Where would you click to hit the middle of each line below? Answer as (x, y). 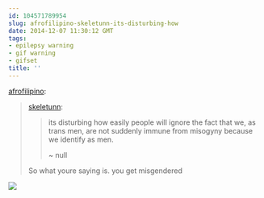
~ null (58, 155)
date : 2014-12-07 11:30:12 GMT (61, 31)
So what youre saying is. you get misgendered (105, 171)
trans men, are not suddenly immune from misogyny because (150, 130)
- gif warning (32, 53)
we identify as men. (81, 139)
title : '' (25, 68)
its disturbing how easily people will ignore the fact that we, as (152, 122)
